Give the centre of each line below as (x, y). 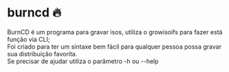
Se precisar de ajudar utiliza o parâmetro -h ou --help (83, 61)
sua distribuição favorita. (42, 53)
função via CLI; (29, 39)
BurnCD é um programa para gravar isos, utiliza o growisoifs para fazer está (115, 32)
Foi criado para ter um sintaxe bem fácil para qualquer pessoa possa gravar (115, 47)
